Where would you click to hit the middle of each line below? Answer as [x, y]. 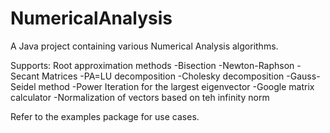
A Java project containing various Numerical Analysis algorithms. [144, 46]
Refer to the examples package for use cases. [105, 116]
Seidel [23, 86]
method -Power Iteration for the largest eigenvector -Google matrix [176, 86]
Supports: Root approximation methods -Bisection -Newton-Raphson [152, 65]
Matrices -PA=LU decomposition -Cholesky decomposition [163, 76]
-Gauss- [303, 76]
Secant [25, 76]
